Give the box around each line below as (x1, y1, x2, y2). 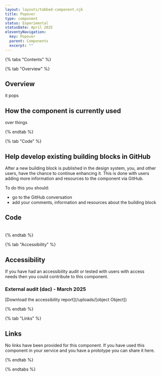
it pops (5, 93, 19, 98)
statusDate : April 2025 (5, 25, 53, 30)
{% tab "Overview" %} (5, 66, 50, 72)
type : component (5, 16, 38, 21)
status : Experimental (5, 20, 49, 26)
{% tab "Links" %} (5, 315, 42, 321)
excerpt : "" (9, 43, 34, 48)
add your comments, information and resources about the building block (12, 200, 156, 205)
